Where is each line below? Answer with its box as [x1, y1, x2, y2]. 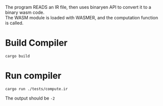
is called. [5, 20, 24, 26]
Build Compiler [5, 37, 68, 49]
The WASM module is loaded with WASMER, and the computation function [5, 15, 159, 20]
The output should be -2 [5, 95, 55, 101]
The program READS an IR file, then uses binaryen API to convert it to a [5, 4, 152, 10]
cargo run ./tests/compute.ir [5, 86, 68, 91]
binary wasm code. [5, 9, 45, 15]
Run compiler [5, 70, 61, 81]
